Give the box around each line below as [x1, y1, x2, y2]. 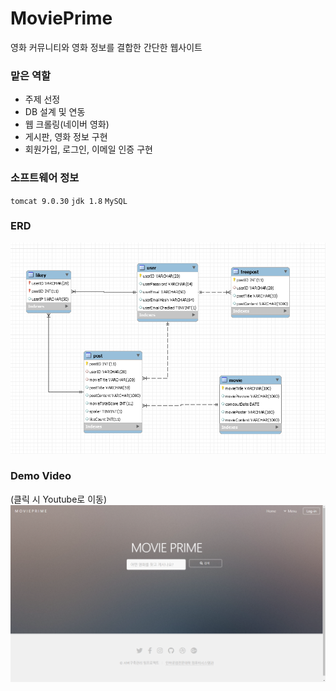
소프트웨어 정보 [10, 171, 80, 185]
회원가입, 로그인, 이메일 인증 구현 [24, 143, 153, 156]
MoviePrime [10, 7, 113, 30]
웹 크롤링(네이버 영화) [24, 118, 110, 131]
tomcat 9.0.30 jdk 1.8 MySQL [10, 196, 128, 206]
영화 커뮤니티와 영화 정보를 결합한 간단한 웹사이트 [10, 41, 203, 53]
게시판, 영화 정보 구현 [24, 131, 108, 143]
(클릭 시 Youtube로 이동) [10, 493, 107, 505]
